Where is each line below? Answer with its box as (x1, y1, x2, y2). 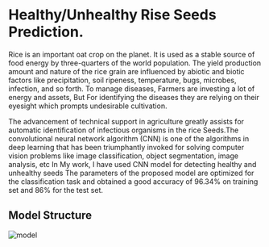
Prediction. (8, 23, 85, 41)
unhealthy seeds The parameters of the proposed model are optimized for (8, 168, 255, 178)
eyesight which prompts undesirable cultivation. (8, 101, 168, 111)
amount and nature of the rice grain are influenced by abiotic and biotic (8, 66, 245, 76)
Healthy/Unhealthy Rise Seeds (8, 6, 217, 24)
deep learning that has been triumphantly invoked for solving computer (8, 142, 245, 152)
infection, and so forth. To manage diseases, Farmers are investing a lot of (8, 83, 255, 94)
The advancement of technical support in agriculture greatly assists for (8, 116, 244, 126)
